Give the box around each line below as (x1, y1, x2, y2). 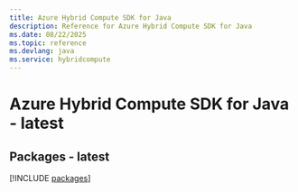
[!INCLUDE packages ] (9, 173, 91, 183)
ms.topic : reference (9, 38, 88, 48)
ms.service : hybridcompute (9, 55, 111, 64)
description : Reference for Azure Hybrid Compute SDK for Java (9, 22, 253, 31)
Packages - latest (9, 149, 110, 164)
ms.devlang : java (9, 47, 75, 56)
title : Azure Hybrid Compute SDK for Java (9, 13, 172, 23)
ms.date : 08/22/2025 (9, 30, 88, 39)
